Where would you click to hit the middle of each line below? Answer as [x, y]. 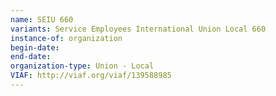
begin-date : [35, 47]
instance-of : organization [66, 38]
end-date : [31, 57]
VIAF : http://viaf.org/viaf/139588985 [91, 76]
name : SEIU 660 [42, 19]
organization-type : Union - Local [82, 66]
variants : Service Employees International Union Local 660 [138, 29]
